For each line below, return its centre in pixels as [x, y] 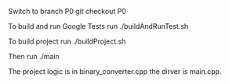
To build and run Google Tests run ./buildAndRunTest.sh [98, 26]
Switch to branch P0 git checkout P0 [67, 11]
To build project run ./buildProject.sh [67, 41]
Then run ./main [34, 56]
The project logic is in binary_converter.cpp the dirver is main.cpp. [115, 72]
